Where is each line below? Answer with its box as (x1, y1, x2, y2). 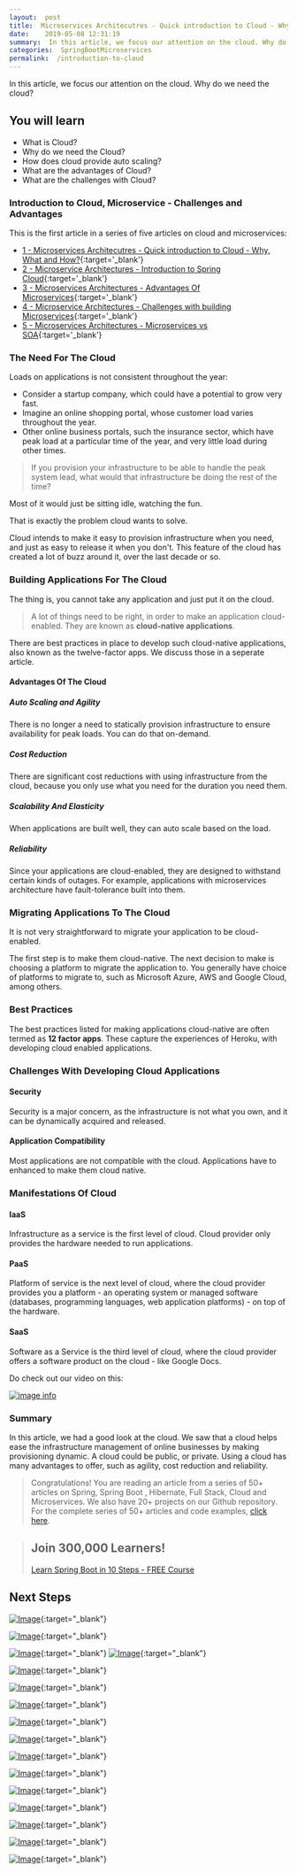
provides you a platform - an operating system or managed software (9, 1287, 258, 1298)
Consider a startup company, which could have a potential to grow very (21, 389, 283, 399)
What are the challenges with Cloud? (21, 174, 156, 185)
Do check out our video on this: (9, 1373, 124, 1384)
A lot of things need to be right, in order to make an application (30, 611, 260, 621)
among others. (9, 982, 63, 992)
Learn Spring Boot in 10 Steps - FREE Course (30, 1564, 194, 1575)
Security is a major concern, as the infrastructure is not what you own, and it (9, 1106, 288, 1116)
